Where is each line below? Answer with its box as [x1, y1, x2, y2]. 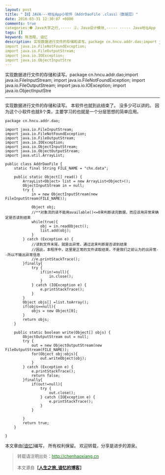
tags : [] [5, 30, 23, 35]
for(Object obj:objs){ [31, 352, 78, 357]
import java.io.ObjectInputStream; [5, 144, 78, 149]
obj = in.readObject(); [40, 224, 89, 229]
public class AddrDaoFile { [5, 162, 63, 167]
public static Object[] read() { [14, 174, 82, 180]
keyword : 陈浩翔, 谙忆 [5, 35, 48, 40]
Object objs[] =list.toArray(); [23, 300, 89, 305]
